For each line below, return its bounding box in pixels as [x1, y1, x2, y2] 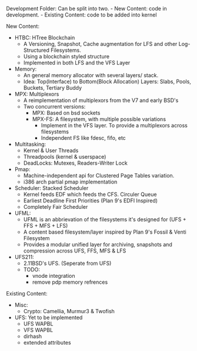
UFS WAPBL [23, 320, 54, 327]
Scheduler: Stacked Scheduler [14, 185, 89, 191]
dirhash [23, 333, 42, 340]
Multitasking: [14, 141, 46, 147]
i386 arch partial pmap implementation [23, 178, 118, 185]
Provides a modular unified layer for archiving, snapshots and [23, 241, 172, 248]
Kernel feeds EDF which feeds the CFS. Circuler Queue [23, 191, 157, 198]
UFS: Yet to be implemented [14, 314, 83, 321]
